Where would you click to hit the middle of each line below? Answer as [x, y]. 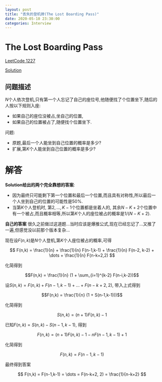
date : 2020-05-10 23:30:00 [32, 19]
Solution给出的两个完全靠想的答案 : [40, 185]
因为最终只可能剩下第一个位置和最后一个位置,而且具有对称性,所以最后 [82, 195]
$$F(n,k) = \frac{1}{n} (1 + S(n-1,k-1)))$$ [82, 295]
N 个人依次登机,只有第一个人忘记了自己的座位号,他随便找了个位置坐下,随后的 [81, 100]
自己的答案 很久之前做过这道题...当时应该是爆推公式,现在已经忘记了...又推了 [81, 224]
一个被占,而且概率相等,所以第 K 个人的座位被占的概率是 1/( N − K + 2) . [84, 213]
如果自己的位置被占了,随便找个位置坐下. [52, 122]
